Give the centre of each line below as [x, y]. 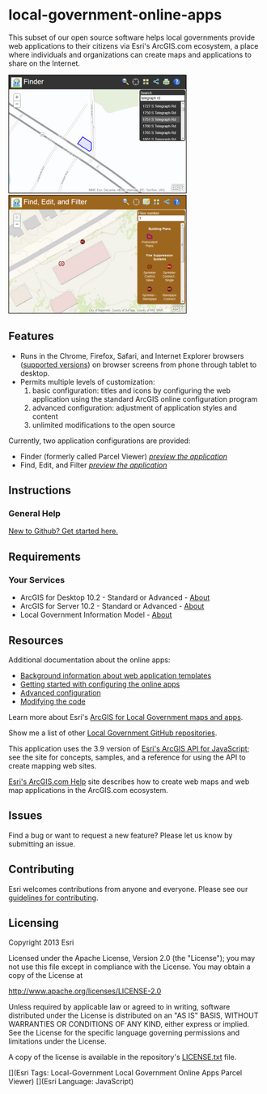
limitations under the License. [57, 1041]
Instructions [40, 491]
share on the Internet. [44, 63]
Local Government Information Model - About [96, 615]
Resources [36, 640]
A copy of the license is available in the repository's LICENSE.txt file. [123, 1057]
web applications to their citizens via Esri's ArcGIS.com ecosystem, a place [133, 45]
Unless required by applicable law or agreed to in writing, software [119, 1007]
